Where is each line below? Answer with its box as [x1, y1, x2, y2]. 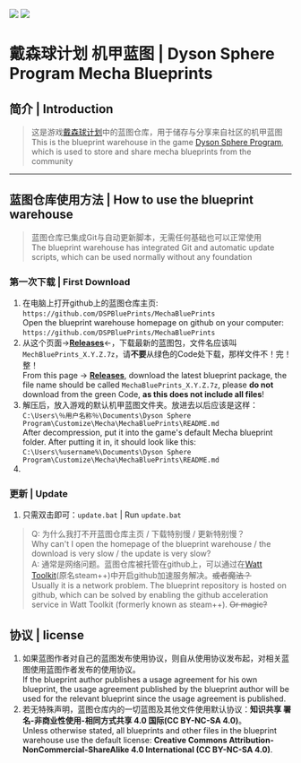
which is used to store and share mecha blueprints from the [30, 146, 252, 157]
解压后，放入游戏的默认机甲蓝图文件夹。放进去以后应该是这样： [21, 400, 258, 411]
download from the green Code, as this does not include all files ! [21, 389, 264, 400]
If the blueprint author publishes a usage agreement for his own [21, 674, 258, 685]
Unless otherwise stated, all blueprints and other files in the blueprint [21, 725, 278, 736]
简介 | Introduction [9, 101, 114, 117]
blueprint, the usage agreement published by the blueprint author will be [21, 684, 289, 695]
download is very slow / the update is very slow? [30, 548, 211, 559]
